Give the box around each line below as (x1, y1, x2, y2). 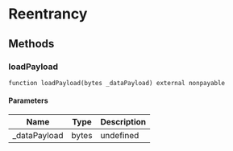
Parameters (8, 96, 48, 105)
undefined (100, 130, 139, 141)
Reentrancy (8, 5, 88, 23)
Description (100, 116, 147, 128)
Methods (8, 37, 55, 51)
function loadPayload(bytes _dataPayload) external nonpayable (8, 79, 226, 87)
